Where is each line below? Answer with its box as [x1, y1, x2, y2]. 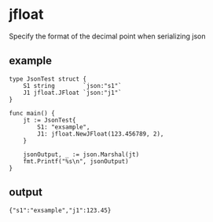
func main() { [9, 109, 56, 117]
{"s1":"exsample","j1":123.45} [9, 206, 112, 214]
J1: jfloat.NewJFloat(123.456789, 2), [37, 129, 164, 138]
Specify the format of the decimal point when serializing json [9, 31, 207, 41]
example [9, 54, 53, 67]
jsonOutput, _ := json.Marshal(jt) [23, 151, 140, 158]
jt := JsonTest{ [23, 116, 77, 124]
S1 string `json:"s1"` [23, 82, 123, 89]
